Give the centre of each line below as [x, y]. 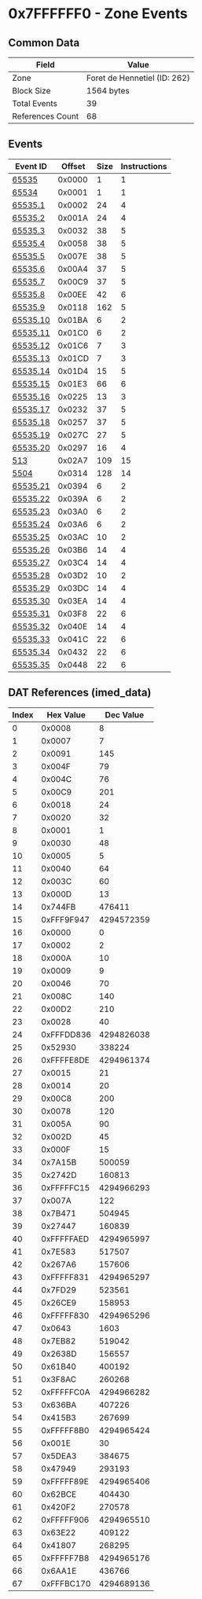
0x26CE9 [59, 1303]
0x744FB [59, 907]
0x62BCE [59, 1494]
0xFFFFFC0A [66, 1392]
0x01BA [73, 320]
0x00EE [73, 294]
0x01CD [73, 358]
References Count [46, 116]
